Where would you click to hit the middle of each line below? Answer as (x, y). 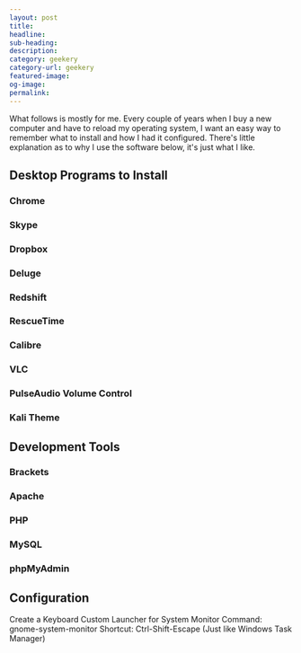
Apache (27, 497)
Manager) (27, 638)
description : (34, 51)
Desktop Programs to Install (89, 175)
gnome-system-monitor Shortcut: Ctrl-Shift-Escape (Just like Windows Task (150, 629)
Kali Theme (35, 418)
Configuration (49, 598)
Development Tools (65, 447)
